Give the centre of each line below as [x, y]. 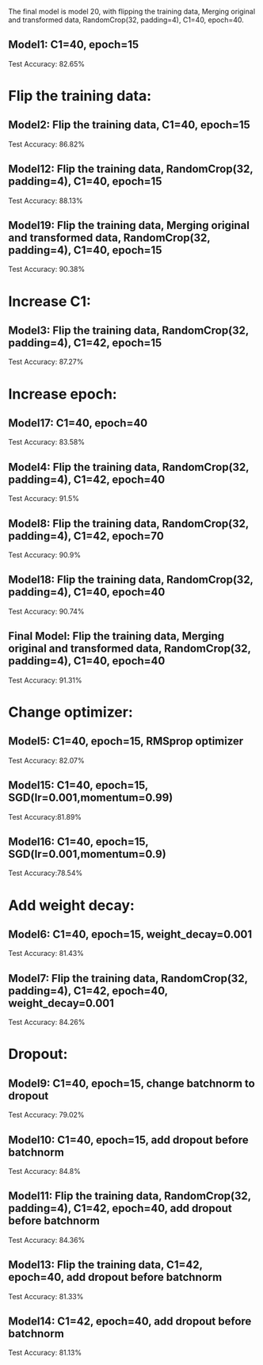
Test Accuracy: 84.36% [47, 1240]
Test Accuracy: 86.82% [47, 144]
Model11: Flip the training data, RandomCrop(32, [130, 1196]
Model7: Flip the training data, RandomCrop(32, [128, 978]
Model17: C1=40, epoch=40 [78, 423]
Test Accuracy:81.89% [45, 816]
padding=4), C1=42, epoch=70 [86, 535]
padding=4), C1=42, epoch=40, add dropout [120, 1208]
